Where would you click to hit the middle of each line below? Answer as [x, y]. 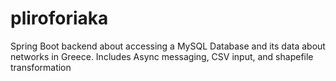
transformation [41, 67]
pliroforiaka [59, 18]
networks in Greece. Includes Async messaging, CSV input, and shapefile [162, 56]
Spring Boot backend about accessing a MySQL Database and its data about [168, 46]
